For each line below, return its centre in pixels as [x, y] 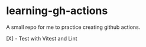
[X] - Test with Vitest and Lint [42, 38]
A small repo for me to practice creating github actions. [73, 27]
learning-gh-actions [57, 11]
